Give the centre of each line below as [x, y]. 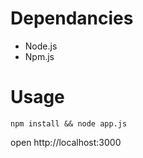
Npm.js [39, 56]
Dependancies [72, 18]
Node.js [41, 46]
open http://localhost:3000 [66, 142]
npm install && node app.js [69, 123]
